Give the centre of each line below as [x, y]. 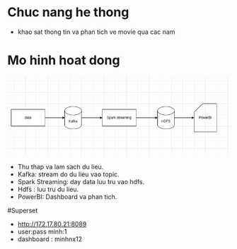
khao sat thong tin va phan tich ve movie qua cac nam [96, 32]
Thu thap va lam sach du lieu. [60, 166]
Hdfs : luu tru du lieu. [48, 189]
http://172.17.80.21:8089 [52, 224]
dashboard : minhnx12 [50, 239]
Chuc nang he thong [68, 12]
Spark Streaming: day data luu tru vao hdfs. [81, 181]
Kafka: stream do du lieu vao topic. [68, 174]
